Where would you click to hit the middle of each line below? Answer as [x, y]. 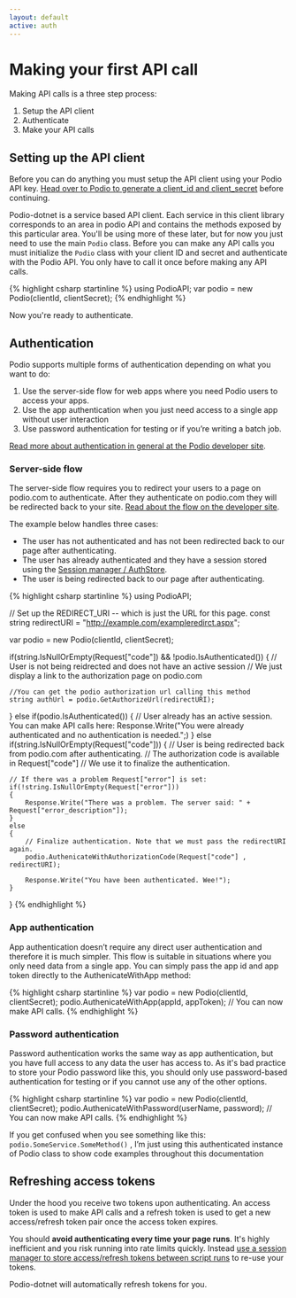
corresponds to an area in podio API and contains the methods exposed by [145, 225]
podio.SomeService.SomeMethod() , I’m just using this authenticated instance [146, 1144]
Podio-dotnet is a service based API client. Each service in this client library [147, 215]
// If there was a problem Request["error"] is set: [108, 780]
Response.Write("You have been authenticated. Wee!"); [128, 881]
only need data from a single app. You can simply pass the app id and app [144, 966]
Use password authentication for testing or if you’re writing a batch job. [152, 429]
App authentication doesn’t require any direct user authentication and [136, 947]
